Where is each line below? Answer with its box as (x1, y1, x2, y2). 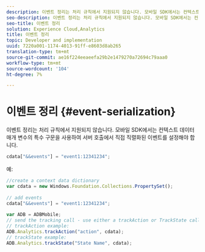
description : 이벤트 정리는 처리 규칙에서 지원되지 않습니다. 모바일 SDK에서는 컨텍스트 (6, 9, 200, 15)
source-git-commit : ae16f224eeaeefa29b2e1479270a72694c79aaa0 (6, 54, 168, 60)
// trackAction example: (6, 223, 70, 229)
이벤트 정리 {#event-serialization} (6, 105, 176, 119)
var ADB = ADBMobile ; (6, 212, 62, 218)
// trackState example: (6, 234, 67, 240)
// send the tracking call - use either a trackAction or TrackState (6, 217, 187, 223)
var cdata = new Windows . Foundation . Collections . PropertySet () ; (6, 183, 173, 189)
